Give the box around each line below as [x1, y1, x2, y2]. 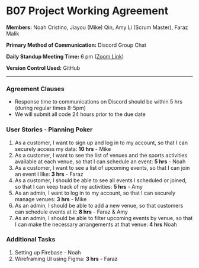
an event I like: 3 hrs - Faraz [14, 170, 84, 177]
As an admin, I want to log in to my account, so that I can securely [14, 189, 176, 196]
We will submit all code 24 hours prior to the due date [14, 111, 146, 118]
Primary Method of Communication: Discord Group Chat [6, 41, 147, 49]
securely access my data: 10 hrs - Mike [14, 145, 111, 152]
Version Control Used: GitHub [6, 64, 81, 72]
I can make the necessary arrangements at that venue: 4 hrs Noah [14, 221, 178, 228]
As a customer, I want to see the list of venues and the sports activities [14, 151, 188, 159]
